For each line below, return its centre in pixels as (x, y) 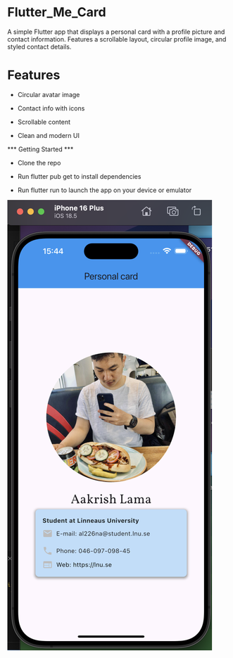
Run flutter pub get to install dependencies (79, 176)
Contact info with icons (51, 108)
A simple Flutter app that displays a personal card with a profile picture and (116, 32)
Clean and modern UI (48, 135)
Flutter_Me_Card (57, 12)
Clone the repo (39, 163)
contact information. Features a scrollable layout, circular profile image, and (117, 39)
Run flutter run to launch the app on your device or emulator (105, 190)
